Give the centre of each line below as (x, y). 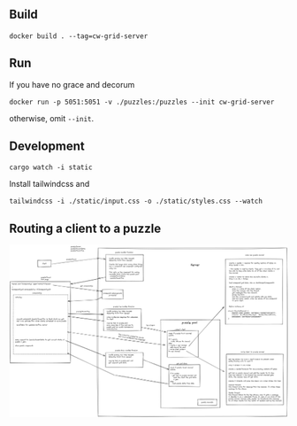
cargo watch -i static (51, 167)
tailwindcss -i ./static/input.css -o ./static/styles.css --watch (136, 201)
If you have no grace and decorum (72, 84)
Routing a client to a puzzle (85, 228)
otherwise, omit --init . (52, 118)
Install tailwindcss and (49, 184)
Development (47, 147)
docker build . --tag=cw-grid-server (79, 36)
